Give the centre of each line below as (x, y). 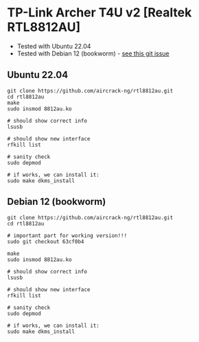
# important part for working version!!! (67, 235)
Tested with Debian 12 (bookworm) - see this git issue (93, 53)
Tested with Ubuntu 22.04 (54, 46)
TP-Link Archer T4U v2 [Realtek (99, 13)
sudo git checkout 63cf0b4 (46, 241)
